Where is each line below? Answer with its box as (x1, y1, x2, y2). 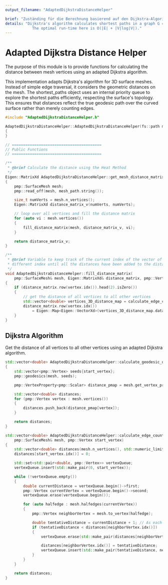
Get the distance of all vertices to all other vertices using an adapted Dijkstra (5, 344, 163, 350)
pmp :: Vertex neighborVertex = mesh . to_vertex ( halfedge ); (31, 511, 153, 516)
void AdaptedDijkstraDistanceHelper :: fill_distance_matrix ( (5, 271, 133, 276)
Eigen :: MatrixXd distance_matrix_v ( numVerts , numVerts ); (14, 202, 135, 207)
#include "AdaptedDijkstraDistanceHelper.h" (5, 115, 99, 120)
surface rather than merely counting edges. (5, 105, 95, 111)
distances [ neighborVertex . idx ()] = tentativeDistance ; (40, 543, 157, 548)
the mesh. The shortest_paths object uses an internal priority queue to (5, 89, 150, 95)
